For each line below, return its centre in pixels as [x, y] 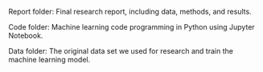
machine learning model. [49, 60]
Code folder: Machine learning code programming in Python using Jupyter [131, 27]
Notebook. [26, 36]
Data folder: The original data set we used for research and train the [121, 51]
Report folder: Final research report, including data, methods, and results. [130, 12]
